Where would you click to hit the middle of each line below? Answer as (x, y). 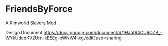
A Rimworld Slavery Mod (31, 23)
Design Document (24, 32)
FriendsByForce (39, 9)
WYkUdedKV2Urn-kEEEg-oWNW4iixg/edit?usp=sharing (63, 38)
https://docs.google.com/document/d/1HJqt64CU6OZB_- (103, 32)
